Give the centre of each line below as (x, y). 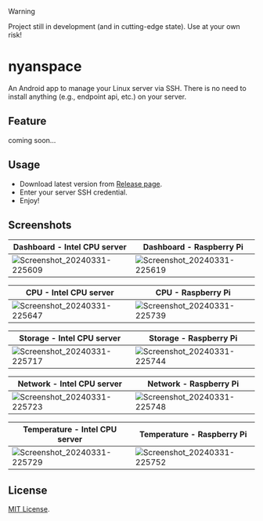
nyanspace (45, 67)
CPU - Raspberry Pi (193, 293)
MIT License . (29, 509)
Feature (27, 121)
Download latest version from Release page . (91, 184)
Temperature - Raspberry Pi (193, 435)
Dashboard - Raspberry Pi (193, 247)
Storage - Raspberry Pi (193, 338)
